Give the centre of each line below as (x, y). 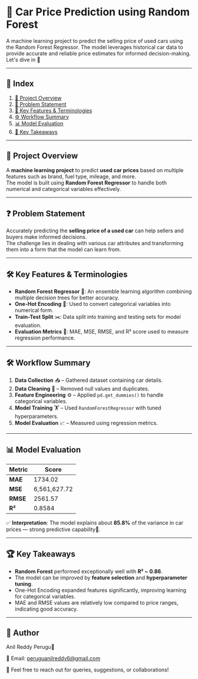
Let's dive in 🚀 (23, 60)
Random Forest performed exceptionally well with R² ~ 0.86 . (89, 571)
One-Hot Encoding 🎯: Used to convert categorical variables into (93, 304)
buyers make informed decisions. (47, 237)
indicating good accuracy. (46, 609)
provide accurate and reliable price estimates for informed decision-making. (98, 53)
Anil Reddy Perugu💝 (30, 647)
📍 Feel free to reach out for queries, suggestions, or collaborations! (88, 670)
